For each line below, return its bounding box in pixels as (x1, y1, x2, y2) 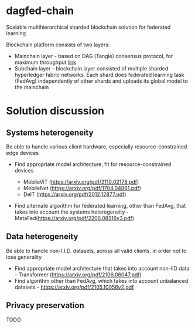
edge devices (6, 149, 39, 156)
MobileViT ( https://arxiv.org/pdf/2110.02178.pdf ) (23, 178, 139, 185)
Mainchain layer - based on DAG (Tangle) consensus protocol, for (14, 52, 173, 59)
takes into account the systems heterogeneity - (14, 208, 129, 215)
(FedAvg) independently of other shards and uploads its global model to (14, 77, 189, 84)
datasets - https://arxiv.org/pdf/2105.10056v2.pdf (14, 283, 134, 290)
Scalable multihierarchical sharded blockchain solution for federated (6, 23, 171, 31)
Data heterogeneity (6, 232, 78, 242)
